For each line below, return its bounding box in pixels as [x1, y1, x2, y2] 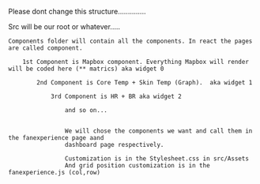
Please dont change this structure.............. [8, 7, 146, 16]
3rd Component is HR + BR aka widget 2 [50, 92, 182, 100]
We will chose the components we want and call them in [64, 127, 253, 135]
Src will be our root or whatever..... [8, 22, 121, 31]
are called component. [8, 44, 83, 52]
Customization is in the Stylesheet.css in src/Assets [64, 155, 249, 163]
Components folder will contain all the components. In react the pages [8, 37, 253, 45]
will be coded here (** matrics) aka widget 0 [8, 65, 164, 73]
